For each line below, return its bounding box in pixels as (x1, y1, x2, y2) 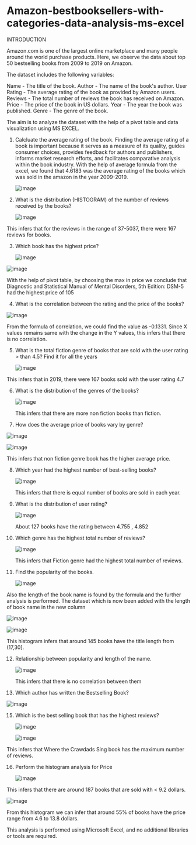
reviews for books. (6, 231, 51, 238)
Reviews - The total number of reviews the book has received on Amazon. (6, 95, 185, 102)
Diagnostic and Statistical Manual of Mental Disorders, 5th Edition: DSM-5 (6, 283, 184, 290)
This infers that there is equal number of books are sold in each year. (15, 489, 181, 496)
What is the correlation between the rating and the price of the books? (15, 300, 184, 307)
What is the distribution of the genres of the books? (15, 387, 139, 394)
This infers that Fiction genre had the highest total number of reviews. (15, 557, 183, 564)
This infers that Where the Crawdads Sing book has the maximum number (6, 746, 184, 753)
